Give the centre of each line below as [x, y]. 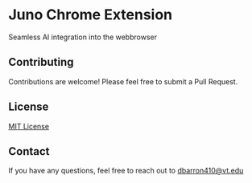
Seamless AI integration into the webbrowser [83, 37]
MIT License [29, 126]
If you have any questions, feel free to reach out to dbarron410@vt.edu [126, 171]
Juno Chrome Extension [91, 15]
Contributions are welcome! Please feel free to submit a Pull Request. [123, 81]
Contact [29, 151]
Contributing [41, 62]
